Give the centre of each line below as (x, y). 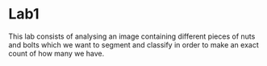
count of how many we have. (56, 53)
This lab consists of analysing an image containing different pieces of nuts (132, 36)
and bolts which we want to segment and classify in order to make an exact (134, 44)
